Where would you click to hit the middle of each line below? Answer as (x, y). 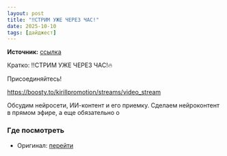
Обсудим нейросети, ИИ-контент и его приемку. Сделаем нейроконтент (113, 105)
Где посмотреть (36, 131)
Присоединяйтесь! (35, 79)
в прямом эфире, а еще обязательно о (64, 113)
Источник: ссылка (34, 52)
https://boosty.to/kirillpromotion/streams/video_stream (84, 92)
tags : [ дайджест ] (32, 32)
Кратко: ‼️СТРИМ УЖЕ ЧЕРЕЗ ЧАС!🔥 (60, 65)
